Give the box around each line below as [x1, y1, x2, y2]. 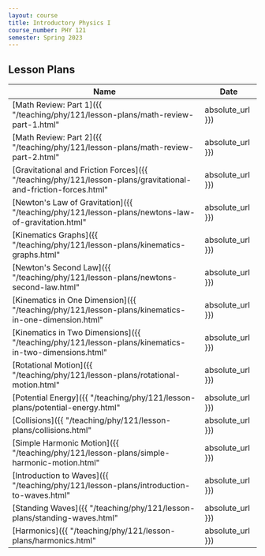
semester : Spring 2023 [8, 33, 83, 42]
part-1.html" [12, 119, 60, 130]
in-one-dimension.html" [12, 315, 104, 326]
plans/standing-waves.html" [12, 513, 118, 524]
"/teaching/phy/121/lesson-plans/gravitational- [12, 174, 192, 185]
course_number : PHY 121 [8, 26, 87, 34]
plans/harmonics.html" [12, 535, 96, 547]
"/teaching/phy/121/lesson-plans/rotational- [12, 370, 181, 381]
